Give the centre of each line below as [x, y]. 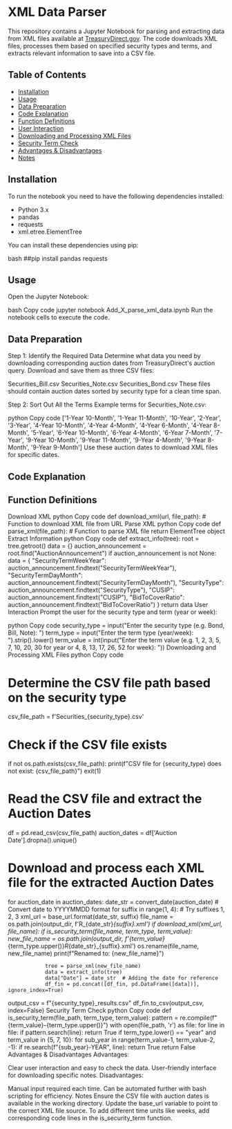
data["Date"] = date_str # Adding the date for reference [131, 978]
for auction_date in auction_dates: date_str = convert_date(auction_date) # [114, 902]
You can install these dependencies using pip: [73, 245]
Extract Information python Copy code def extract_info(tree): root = [104, 539]
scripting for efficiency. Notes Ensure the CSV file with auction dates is [108, 1096]
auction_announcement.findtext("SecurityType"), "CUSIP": [91, 590]
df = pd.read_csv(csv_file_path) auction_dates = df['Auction [93, 833]
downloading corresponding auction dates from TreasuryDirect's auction [112, 363]
